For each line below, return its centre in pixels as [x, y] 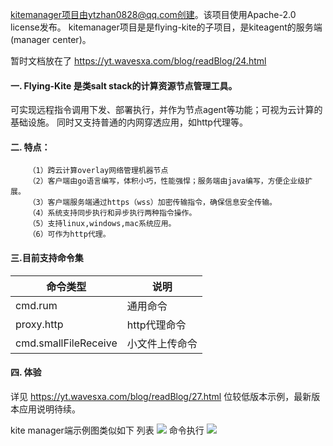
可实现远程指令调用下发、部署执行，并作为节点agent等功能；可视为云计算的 [166, 110]
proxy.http [39, 324]
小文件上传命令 [162, 343]
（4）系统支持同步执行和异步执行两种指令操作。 [112, 213]
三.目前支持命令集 [47, 257]
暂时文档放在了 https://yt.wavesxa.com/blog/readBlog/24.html [138, 61]
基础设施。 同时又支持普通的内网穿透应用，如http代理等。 [129, 122]
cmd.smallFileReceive [66, 343]
